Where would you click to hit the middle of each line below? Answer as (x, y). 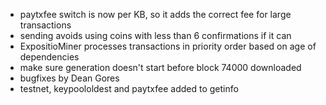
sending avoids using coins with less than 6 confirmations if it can (155, 35)
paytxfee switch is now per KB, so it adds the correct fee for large (155, 14)
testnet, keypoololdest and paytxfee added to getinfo (129, 88)
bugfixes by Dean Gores (69, 78)
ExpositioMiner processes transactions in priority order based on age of (168, 46)
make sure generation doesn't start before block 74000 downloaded (160, 67)
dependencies (49, 57)
